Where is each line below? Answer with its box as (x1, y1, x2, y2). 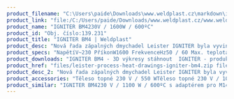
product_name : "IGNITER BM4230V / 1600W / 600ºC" (6, 23, 154, 30)
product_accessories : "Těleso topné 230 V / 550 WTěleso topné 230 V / (6, 75, 219, 82)
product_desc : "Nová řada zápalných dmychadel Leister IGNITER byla (6, 43, 210, 49)
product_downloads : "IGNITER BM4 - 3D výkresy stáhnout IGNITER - (6, 56, 207, 63)
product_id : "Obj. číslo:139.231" (6, 29, 108, 37)
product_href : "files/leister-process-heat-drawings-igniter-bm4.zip (6, 62, 214, 69)
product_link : (6, 17, 48, 24)
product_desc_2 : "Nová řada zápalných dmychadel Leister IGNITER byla (6, 68, 217, 75)
